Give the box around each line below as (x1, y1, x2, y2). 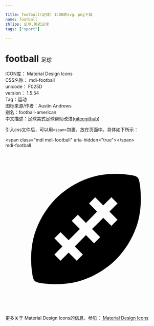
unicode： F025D (5, 83, 42, 90)
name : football (5, 16, 38, 22)
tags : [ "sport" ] (5, 26, 40, 31)
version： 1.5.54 (5, 90, 39, 96)
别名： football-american (5, 109, 57, 116)
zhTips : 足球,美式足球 (5, 22, 49, 27)
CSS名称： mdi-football (5, 77, 55, 83)
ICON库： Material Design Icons (5, 70, 73, 77)
